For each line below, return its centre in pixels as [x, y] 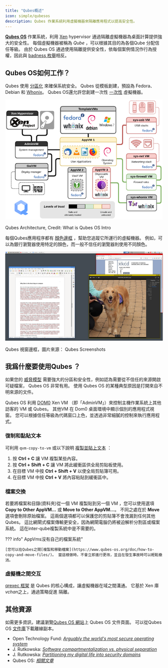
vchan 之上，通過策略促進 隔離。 [38, 592]
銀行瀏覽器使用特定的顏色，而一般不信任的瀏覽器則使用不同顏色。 [82, 244]
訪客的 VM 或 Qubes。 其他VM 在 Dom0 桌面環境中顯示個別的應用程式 [77, 409]
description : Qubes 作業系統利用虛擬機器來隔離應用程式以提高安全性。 [71, 21]
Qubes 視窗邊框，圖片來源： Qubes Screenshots [55, 349]
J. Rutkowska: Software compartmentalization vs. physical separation [85, 649]
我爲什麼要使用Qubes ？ [43, 366]
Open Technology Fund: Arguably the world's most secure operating [83, 639]
